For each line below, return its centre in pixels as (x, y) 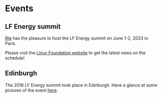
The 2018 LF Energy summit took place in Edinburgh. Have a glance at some (81, 85)
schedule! (15, 58)
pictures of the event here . (32, 90)
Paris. (11, 43)
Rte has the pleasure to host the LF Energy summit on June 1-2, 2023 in (77, 38)
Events (19, 9)
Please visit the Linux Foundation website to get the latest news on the (75, 53)
